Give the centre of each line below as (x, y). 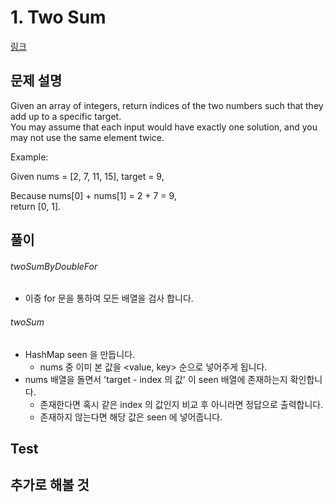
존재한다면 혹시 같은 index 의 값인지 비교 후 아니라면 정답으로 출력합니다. (181, 404)
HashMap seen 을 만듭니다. (80, 354)
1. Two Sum (58, 17)
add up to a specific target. (66, 116)
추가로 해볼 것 (50, 485)
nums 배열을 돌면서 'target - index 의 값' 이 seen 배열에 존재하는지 (156, 379)
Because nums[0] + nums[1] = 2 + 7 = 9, (93, 195)
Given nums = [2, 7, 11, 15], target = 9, (87, 176)
